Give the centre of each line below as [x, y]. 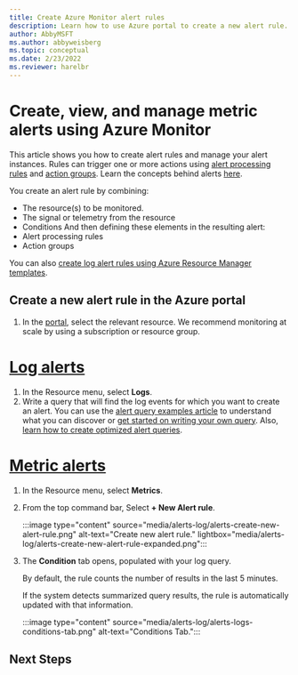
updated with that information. [77, 605]
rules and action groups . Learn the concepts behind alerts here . [126, 173]
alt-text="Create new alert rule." [137, 534]
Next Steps [40, 659]
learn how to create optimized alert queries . [102, 430]
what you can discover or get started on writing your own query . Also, [150, 420]
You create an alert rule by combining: [79, 190]
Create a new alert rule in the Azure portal [128, 300]
